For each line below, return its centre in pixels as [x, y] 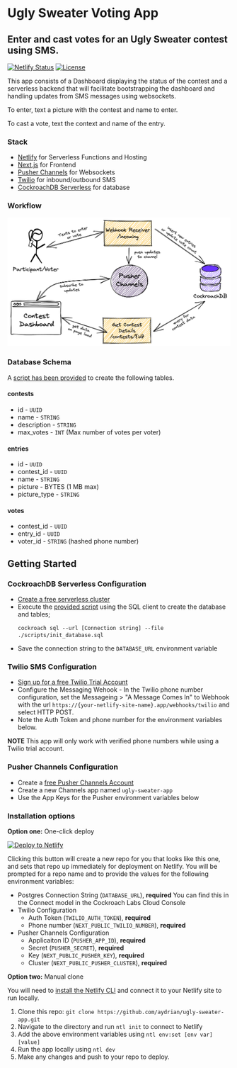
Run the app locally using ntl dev [66, 1049]
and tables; [34, 614]
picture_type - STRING [48, 495]
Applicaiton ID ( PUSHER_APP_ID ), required [87, 940]
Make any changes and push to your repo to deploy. [93, 1057]
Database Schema [40, 362]
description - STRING [47, 425]
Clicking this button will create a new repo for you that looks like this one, [114, 858]
